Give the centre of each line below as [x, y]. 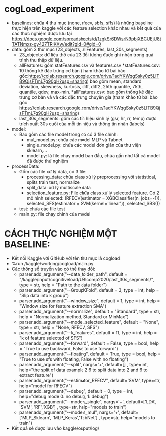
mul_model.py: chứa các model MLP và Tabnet [75, 139]
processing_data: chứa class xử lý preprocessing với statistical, [91, 177]
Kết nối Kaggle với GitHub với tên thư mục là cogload [66, 258]
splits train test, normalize [53, 182]
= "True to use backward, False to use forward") [69, 348]
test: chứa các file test [42, 209]
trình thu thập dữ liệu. [41, 60]
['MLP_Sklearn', [35, 417]
